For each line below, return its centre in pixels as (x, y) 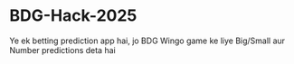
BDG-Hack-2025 (73, 16)
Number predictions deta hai (62, 50)
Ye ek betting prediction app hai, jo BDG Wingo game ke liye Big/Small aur (147, 41)
